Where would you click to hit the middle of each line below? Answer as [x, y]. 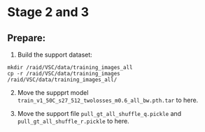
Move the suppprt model [53, 93]
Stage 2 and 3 [48, 12]
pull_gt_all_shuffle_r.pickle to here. [73, 121]
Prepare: [27, 38]
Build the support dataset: [55, 54]
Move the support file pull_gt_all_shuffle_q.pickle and [99, 113]
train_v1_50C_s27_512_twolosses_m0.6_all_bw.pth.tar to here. [108, 100]
